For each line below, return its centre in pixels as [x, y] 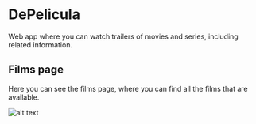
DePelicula [45, 15]
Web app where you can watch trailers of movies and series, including [123, 36]
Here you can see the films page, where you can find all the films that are [128, 88]
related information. [41, 44]
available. [24, 97]
